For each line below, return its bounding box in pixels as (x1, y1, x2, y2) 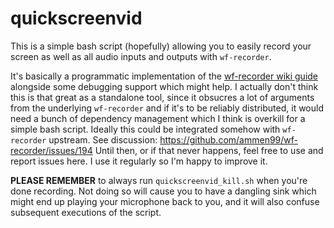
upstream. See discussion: (48, 133, 158, 146)
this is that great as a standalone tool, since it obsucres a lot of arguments (10, 91, 315, 103)
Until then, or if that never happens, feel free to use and (94, 144, 324, 156)
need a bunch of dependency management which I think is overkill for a (10, 112, 306, 124)
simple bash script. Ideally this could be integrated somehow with (10, 123, 281, 135)
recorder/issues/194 (10, 144, 93, 156)
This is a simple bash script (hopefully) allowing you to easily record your (10, 40, 312, 52)
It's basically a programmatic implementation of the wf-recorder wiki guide (10, 70, 319, 82)
